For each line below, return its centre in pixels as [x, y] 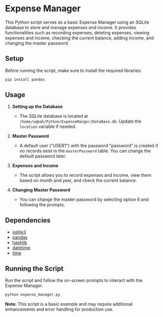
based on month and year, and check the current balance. [78, 181]
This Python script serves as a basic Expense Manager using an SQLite [77, 22]
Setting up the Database [37, 107]
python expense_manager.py [33, 295]
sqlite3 [19, 232]
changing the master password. [37, 43]
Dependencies [28, 220]
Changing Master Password [41, 190]
